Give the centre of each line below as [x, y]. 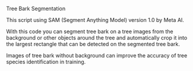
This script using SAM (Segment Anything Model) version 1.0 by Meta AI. [95, 20]
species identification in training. [46, 62]
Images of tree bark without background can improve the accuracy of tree [97, 55]
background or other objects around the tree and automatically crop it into [97, 38]
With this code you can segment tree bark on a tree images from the [90, 31]
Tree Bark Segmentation [36, 9]
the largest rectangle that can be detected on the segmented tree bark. [93, 44]
